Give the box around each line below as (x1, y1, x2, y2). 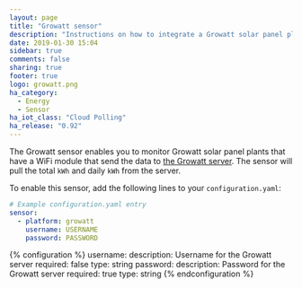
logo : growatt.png (9, 80, 78, 89)
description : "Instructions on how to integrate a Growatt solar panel (9, 30, 283, 39)
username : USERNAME (25, 225, 99, 234)
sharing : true (9, 64, 63, 73)
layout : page (9, 13, 58, 22)
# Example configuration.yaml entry (9, 200, 147, 209)
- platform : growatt (17, 216, 94, 225)
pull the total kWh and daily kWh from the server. (9, 165, 182, 176)
